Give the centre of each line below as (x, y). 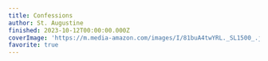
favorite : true (33, 45)
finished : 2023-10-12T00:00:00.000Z (69, 30)
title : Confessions (41, 15)
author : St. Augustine (46, 23)
